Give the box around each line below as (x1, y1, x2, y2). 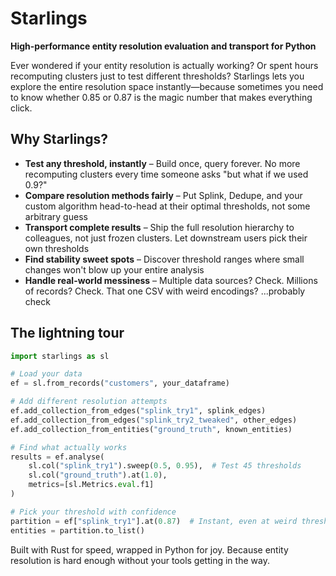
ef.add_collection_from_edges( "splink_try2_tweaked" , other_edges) (10, 415, 298, 425)
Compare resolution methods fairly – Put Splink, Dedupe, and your (24, 189, 303, 201)
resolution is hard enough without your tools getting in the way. (10, 554, 270, 566)
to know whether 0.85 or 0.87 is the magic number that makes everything (10, 91, 313, 103)
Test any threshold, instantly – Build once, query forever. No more (24, 157, 301, 169)
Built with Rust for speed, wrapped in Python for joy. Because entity (10, 543, 289, 556)
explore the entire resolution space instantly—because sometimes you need (10, 80, 324, 92)
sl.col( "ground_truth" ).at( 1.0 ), (28, 470, 168, 481)
